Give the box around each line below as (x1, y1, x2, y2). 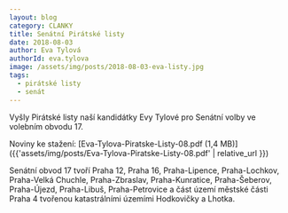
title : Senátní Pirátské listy (9, 29, 125, 38)
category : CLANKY (9, 21, 74, 30)
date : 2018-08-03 (9, 37, 74, 47)
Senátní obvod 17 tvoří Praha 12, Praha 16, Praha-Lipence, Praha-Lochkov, (9, 165, 280, 176)
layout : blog (9, 12, 58, 22)
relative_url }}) (216, 147, 269, 158)
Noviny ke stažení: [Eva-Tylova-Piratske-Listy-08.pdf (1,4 (9, 138, 219, 149)
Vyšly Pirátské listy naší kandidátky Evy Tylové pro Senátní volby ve (9, 112, 256, 122)
